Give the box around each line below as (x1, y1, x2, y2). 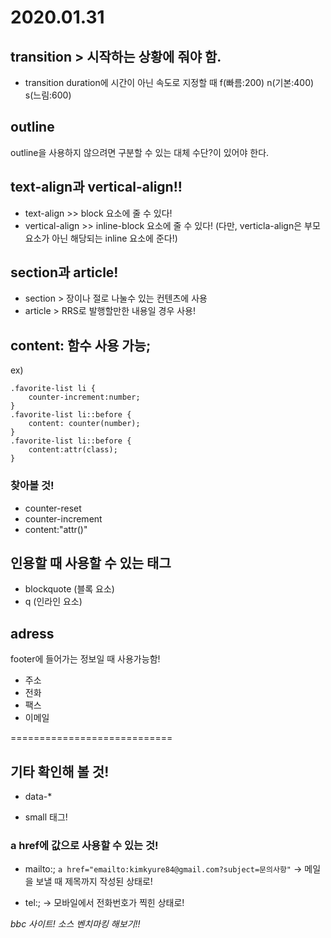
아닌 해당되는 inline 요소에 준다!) (51, 232, 178, 244)
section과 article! (10, 264, 119, 281)
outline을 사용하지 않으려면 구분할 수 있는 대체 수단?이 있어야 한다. (10, 146, 270, 158)
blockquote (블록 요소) (24, 583, 115, 595)
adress (10, 625, 55, 642)
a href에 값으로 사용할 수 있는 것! (10, 838, 159, 852)
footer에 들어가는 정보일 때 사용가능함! (10, 653, 161, 665)
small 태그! (24, 811, 68, 823)
